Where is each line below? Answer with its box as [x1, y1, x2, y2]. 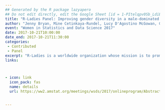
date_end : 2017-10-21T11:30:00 [5, 35, 69, 40]
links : [5, 58, 19, 63]
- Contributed [7, 44, 36, 49]
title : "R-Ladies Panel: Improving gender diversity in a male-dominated [5, 16, 160, 21]
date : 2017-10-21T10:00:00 [5, 30, 60, 35]
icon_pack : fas [9, 80, 41, 85]
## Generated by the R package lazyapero [5, 7, 91, 12]
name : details [9, 84, 38, 89]
